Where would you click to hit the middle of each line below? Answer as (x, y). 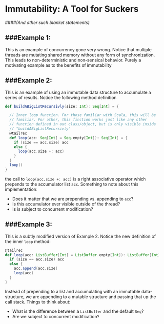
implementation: (21, 189)
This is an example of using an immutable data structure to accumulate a (78, 92)
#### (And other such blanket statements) (47, 22)
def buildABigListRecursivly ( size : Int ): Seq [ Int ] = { (62, 106)
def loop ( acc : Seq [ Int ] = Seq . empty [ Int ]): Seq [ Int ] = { (69, 138)
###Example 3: (29, 225)
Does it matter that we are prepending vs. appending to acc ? (73, 199)
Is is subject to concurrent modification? (53, 209)
